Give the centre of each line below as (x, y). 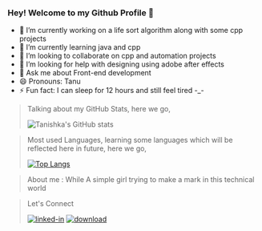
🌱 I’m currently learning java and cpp (80, 47)
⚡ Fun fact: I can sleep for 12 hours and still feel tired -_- (112, 91)
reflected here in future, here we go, (87, 148)
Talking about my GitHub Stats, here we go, (99, 109)
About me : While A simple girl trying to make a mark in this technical (141, 180)
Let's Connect (50, 204)
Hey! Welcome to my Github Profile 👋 (81, 13)
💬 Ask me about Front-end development (85, 73)
